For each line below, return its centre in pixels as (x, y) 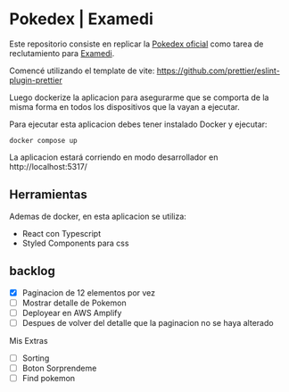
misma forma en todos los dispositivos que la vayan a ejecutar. (125, 106)
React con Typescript (61, 233)
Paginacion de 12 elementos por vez (89, 292)
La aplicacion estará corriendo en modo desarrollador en (114, 157)
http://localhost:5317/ (48, 166)
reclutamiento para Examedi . (62, 53)
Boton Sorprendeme (59, 368)
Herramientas (48, 195)
